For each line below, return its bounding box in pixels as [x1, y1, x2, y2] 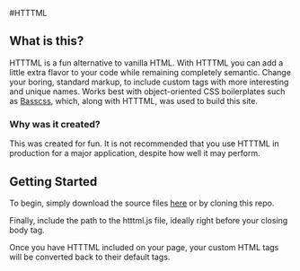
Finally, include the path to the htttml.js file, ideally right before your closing [9, 214, 288, 225]
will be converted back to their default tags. [9, 251, 171, 262]
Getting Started [9, 174, 98, 189]
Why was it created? [9, 118, 101, 130]
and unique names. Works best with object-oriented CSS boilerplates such [9, 85, 286, 97]
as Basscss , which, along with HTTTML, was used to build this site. [9, 95, 259, 106]
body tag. [9, 224, 45, 235]
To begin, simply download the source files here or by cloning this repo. [9, 197, 275, 208]
